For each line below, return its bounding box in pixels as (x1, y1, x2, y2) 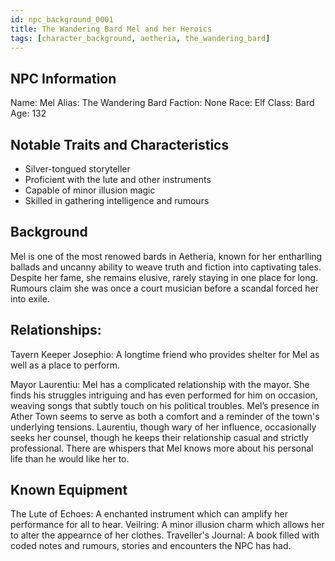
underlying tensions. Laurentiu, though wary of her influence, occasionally (10, 421, 317, 433)
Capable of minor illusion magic (24, 184, 156, 196)
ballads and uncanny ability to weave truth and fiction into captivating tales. (10, 261, 322, 273)
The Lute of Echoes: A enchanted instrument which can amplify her (10, 508, 288, 520)
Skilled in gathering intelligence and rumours (24, 195, 210, 206)
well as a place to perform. (10, 359, 120, 371)
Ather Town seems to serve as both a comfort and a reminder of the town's (10, 410, 320, 422)
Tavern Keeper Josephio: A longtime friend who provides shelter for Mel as (10, 348, 320, 360)
